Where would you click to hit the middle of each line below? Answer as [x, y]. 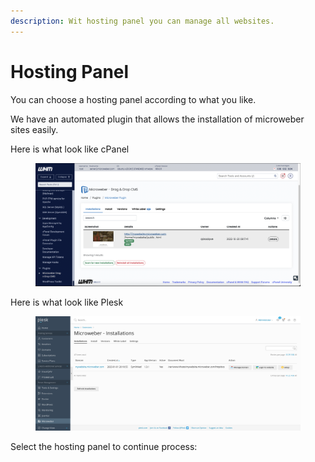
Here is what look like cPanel [70, 149]
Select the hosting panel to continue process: [104, 447]
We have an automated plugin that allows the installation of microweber [157, 119]
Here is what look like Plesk [67, 302]
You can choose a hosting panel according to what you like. [133, 99]
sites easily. [34, 129]
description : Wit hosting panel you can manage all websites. [142, 21]
